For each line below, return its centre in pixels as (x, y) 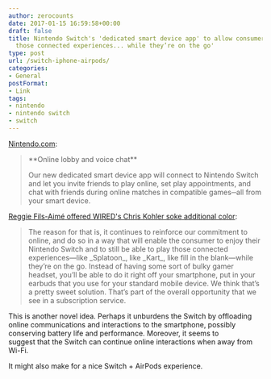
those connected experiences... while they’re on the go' (115, 46)
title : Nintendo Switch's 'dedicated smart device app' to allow (120, 38)
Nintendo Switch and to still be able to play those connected (128, 249)
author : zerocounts (41, 16)
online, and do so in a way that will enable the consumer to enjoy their (144, 240)
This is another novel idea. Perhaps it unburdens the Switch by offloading (130, 316)
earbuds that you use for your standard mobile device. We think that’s (144, 283)
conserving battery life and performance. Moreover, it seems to (114, 333)
